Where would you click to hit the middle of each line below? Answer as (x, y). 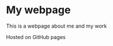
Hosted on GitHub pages (36, 37)
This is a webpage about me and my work (56, 26)
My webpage (39, 10)
